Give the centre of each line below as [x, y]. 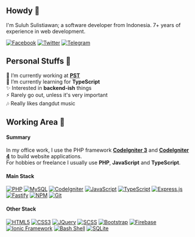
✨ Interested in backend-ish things [49, 88]
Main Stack [20, 176]
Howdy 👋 [23, 11]
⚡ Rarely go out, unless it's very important [57, 95]
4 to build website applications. [44, 156]
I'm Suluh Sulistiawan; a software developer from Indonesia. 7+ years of [93, 25]
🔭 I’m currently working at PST [43, 75]
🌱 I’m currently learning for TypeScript [53, 81]
